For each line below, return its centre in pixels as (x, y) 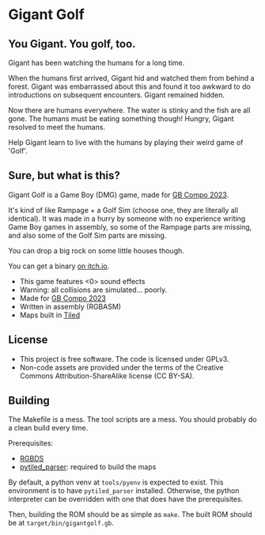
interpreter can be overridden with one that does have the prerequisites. (126, 499)
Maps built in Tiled (50, 315)
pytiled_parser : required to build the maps (88, 467)
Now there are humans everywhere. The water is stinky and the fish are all (129, 110)
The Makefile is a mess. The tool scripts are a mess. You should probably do (132, 419)
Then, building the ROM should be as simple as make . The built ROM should (130, 514)
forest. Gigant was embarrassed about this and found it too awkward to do (129, 86)
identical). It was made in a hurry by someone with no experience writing (127, 218)
